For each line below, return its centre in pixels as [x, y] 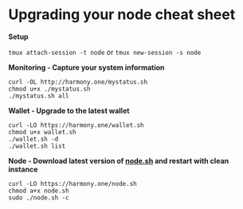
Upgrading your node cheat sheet [122, 15]
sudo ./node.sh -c [39, 197]
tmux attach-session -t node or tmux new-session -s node [105, 52]
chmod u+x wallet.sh [43, 132]
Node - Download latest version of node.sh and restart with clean [119, 161]
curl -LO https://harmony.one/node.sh [73, 184]
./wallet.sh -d [33, 139]
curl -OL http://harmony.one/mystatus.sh [78, 82]
